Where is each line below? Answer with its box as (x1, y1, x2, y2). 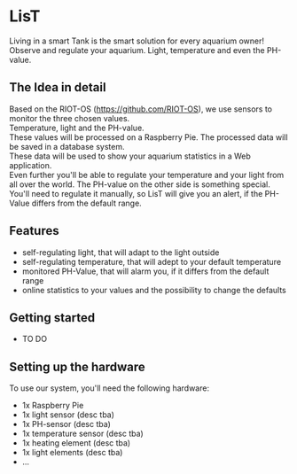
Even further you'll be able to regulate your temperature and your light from (9, 169, 285, 180)
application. (9, 159, 52, 170)
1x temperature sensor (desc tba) (21, 428, 144, 439)
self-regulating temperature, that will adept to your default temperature (21, 256, 282, 267)
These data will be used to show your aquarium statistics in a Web (9, 151, 251, 161)
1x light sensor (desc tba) (21, 409, 115, 420)
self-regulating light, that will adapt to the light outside (21, 246, 220, 258)
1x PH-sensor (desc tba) (21, 419, 111, 430)
